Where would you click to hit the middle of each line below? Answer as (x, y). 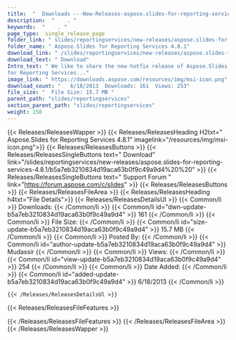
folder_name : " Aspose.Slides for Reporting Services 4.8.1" (99, 46)
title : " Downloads (39, 14)
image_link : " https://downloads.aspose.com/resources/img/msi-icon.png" (118, 79)
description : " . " (42, 20)
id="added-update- (91, 274)
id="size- (195, 222)
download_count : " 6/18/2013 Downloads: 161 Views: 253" (99, 86)
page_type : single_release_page (56, 33)
